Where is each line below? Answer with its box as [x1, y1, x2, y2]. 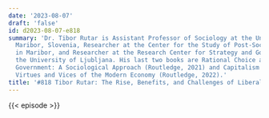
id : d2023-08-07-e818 [8, 26, 81, 34]
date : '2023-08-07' [8, 11, 74, 20]
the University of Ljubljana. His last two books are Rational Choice [15, 57, 256, 65]
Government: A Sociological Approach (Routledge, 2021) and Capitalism [15, 64, 260, 72]
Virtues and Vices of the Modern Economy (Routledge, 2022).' [15, 71, 227, 79]
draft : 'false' [8, 19, 59, 27]
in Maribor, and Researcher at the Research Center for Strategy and [15, 49, 252, 57]
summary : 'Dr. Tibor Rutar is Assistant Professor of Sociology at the [8, 33, 252, 42]
